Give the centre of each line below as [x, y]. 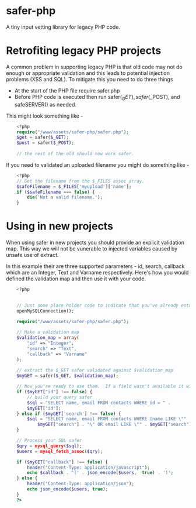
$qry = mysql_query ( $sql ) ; [49, 446]
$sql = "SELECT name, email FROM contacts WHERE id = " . [99, 403]
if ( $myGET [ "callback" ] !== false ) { [62, 462]
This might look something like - [45, 116]
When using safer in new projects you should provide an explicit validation [95, 243]
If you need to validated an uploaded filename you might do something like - [98, 164]
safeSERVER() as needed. [45, 104]
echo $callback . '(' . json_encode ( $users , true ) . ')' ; [100, 473]
